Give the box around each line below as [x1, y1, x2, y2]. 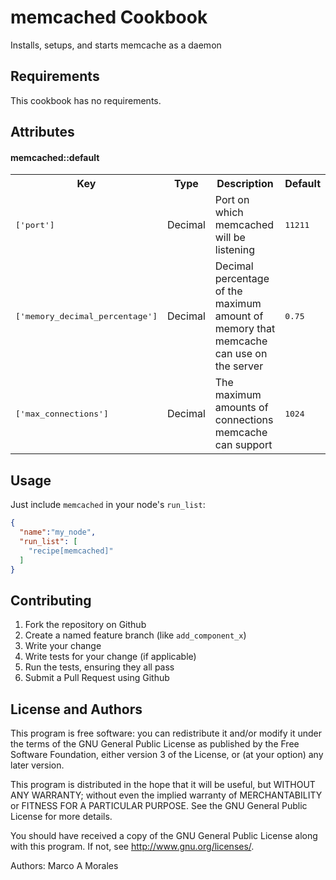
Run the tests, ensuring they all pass [24, 661, 175, 673]
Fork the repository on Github [24, 619, 147, 631]
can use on [214, 347, 268, 361]
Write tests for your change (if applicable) [24, 651, 197, 663]
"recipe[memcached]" [28, 546, 114, 556]
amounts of [214, 401, 269, 415]
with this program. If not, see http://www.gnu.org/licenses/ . [10, 841, 255, 853]
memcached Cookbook [10, 6, 208, 29]
